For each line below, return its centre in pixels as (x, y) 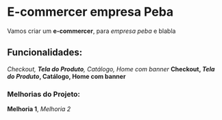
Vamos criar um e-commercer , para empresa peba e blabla (91, 31)
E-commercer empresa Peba (90, 12)
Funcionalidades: (45, 52)
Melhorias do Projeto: (44, 94)
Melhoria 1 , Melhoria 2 (39, 109)
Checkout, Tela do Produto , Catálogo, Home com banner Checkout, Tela (111, 69)
